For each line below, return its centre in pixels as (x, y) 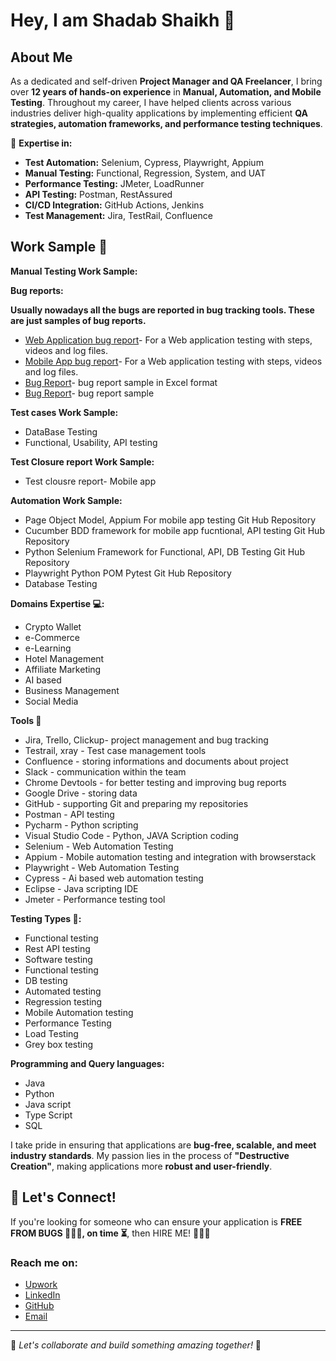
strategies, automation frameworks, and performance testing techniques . (166, 123)
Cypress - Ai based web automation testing (114, 878)
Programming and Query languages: (87, 1063)
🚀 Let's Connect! (63, 1197)
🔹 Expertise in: (41, 143)
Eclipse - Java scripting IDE (81, 888)
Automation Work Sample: (66, 500)
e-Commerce (52, 637)
